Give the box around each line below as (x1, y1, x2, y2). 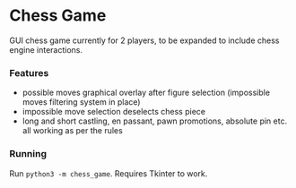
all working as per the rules (22, 125, 123, 136)
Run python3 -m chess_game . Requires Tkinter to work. (9, 167, 208, 179)
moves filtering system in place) (22, 97, 141, 107)
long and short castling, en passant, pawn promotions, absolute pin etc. (22, 115, 288, 126)
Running (9, 148, 48, 160)
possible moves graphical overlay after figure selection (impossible (22, 87, 271, 98)
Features (9, 66, 49, 79)
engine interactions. (9, 44, 83, 55)
